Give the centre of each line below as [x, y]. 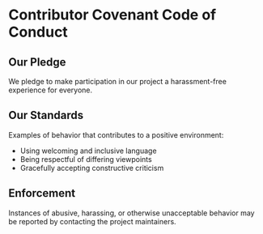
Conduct [38, 32]
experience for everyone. [51, 90]
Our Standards [46, 115]
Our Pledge [37, 62]
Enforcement [42, 193]
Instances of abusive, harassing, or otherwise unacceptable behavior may [131, 213]
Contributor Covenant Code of [112, 15]
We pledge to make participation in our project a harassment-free [117, 81]
